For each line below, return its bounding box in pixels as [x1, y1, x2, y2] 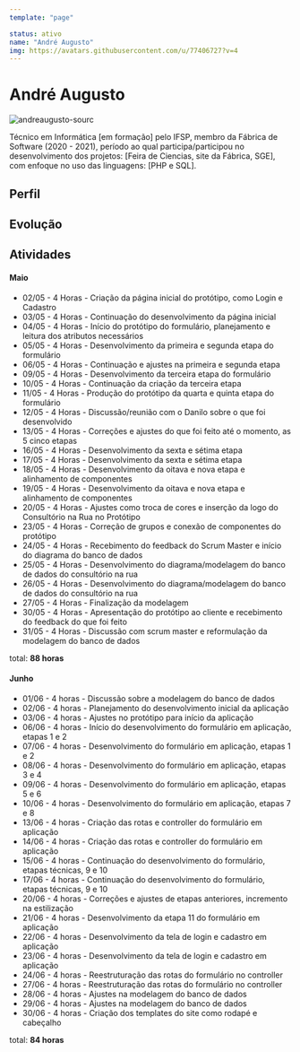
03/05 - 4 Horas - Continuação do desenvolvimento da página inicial [21, 311, 277, 322]
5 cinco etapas [21, 435, 78, 446]
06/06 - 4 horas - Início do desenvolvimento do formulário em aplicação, [21, 721, 292, 732]
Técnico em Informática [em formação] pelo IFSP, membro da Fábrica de [9, 132, 279, 143]
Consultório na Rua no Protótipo [21, 511, 141, 522]
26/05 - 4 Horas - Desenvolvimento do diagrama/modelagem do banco [21, 578, 287, 588]
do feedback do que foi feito [21, 616, 128, 627]
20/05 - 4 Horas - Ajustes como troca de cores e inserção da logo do [21, 501, 279, 512]
